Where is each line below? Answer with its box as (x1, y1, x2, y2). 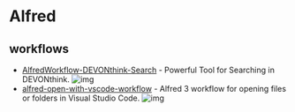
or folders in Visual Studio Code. (21, 93, 140, 103)
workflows (9, 41, 69, 56)
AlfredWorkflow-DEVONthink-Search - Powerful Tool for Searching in (21, 64, 276, 75)
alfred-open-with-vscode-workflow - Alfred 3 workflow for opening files (21, 84, 287, 93)
